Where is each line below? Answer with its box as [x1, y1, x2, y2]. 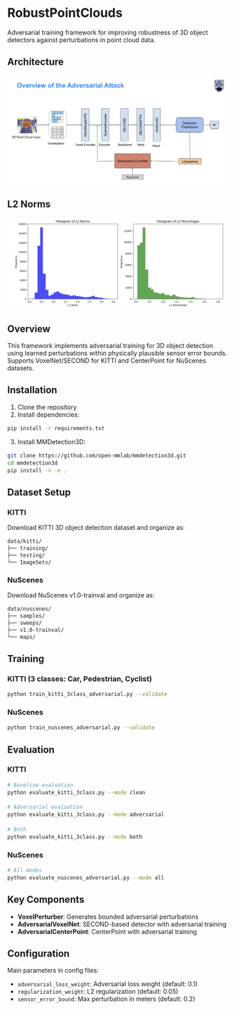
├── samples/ [7, 613, 46, 620]
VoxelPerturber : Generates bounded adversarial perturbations [17, 912, 199, 921]
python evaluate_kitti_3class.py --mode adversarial [7, 811, 165, 818]
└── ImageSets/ [7, 559, 52, 566]
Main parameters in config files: [7, 966, 99, 975]
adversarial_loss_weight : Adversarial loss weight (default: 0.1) [17, 980, 198, 988]
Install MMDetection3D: [17, 437, 86, 446]
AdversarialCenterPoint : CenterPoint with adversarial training [17, 927, 198, 935]
